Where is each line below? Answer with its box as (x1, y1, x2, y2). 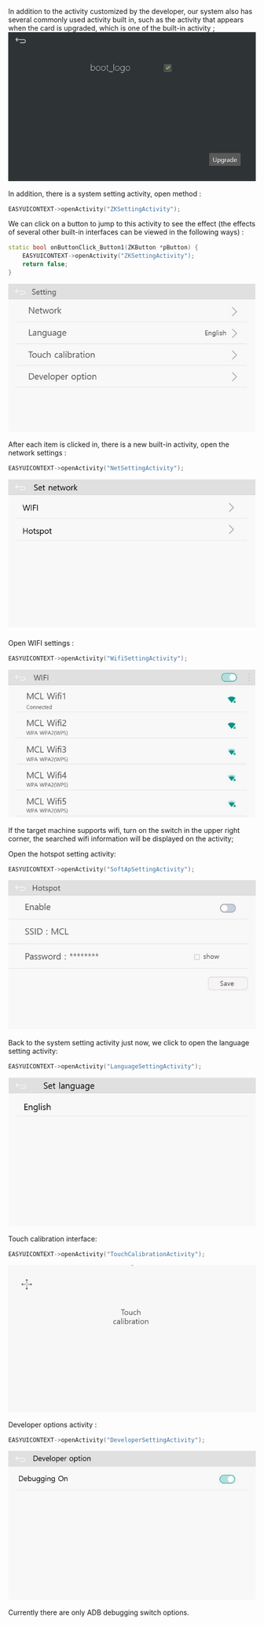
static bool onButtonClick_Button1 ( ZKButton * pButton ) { (8, 244, 199, 252)
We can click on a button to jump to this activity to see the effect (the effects (8, 219, 256, 229)
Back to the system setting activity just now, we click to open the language (8, 1038, 250, 1048)
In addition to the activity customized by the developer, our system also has (8, 7, 253, 16)
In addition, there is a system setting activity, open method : (8, 189, 202, 198)
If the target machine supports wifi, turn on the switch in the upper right (8, 825, 240, 835)
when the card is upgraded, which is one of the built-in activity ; (8, 24, 215, 32)
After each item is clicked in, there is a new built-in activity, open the (8, 440, 229, 449)
